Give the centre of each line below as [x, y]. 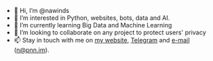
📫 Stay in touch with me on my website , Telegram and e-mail [102, 40]
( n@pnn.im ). [32, 50]
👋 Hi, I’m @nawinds [41, 11]
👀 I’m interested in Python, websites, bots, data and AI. [92, 18]
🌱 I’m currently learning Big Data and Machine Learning [93, 25]
